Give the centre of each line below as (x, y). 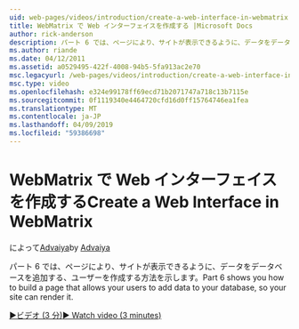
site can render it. (41, 297)
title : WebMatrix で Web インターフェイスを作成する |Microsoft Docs (131, 26)
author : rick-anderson (51, 34)
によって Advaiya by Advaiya (60, 247)
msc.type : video (39, 84)
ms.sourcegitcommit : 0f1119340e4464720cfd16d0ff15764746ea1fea (129, 100)
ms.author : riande (43, 51)
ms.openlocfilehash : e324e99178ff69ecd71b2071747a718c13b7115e (129, 92)
